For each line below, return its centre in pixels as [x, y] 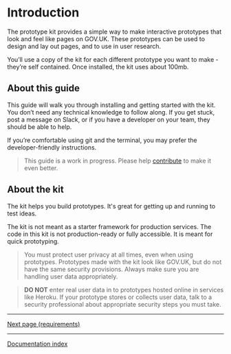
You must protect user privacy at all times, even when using [109, 255]
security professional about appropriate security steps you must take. [122, 304]
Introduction [43, 13]
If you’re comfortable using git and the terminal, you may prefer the [102, 140]
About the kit [35, 190]
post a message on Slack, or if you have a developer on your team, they [109, 119]
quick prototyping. [33, 241]
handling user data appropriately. [71, 276]
